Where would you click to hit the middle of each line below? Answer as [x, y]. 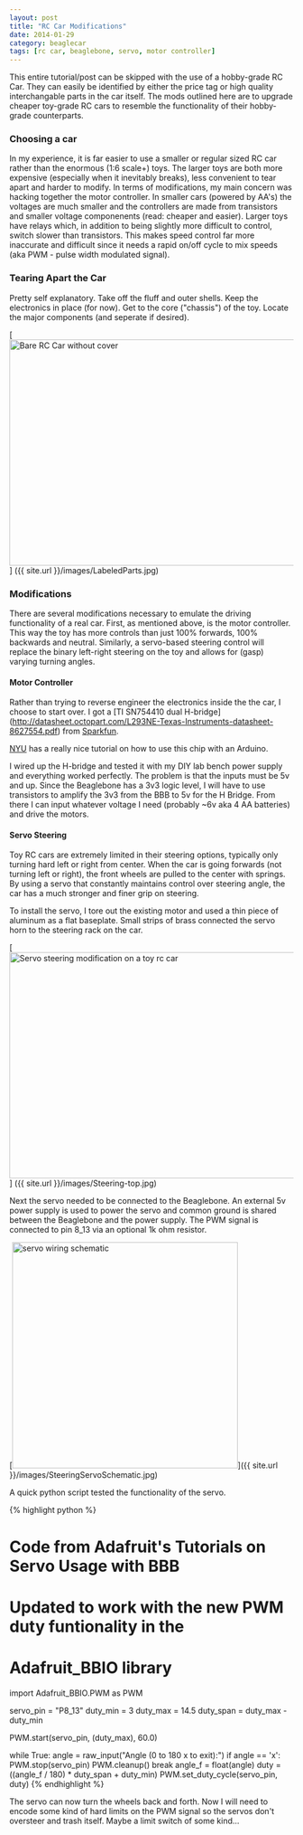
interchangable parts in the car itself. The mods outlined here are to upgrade [151, 97]
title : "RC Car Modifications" [68, 26]
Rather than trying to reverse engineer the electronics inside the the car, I [145, 703]
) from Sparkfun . [88, 731]
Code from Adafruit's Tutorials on [138, 1547]
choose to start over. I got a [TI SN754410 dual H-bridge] [115, 712]
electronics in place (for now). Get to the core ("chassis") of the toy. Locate [149, 307]
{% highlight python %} [53, 1510]
